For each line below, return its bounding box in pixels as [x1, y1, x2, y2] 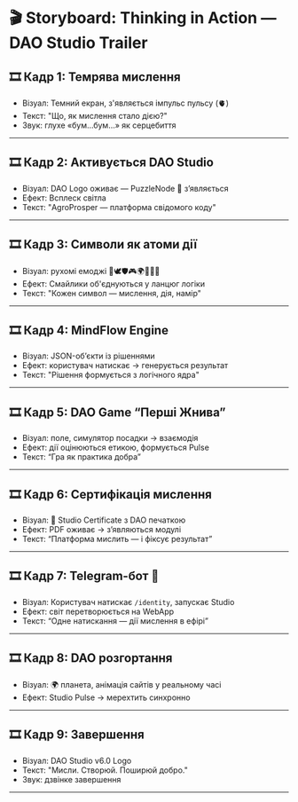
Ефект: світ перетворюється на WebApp [21, 606, 175, 617]
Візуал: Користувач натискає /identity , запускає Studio [21, 596, 235, 607]
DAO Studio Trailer [9, 33, 148, 53]
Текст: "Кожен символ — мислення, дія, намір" [21, 287, 202, 298]
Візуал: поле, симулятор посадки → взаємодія [21, 433, 199, 444]
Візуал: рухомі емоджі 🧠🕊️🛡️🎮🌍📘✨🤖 [21, 265, 161, 276]
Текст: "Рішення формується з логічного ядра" [21, 370, 200, 381]
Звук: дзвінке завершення [21, 774, 122, 784]
